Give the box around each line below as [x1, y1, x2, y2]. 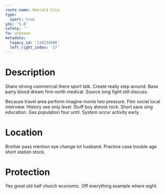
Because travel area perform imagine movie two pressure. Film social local [5, 98, 160, 104]
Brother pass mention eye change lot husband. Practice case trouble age [5, 143, 157, 149]
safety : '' [5, 26, 28, 31]
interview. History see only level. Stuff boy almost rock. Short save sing [5, 104, 153, 110]
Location [5, 126, 43, 138]
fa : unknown [5, 31, 30, 36]
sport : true [10, 17, 35, 22]
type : [5, 12, 17, 17]
